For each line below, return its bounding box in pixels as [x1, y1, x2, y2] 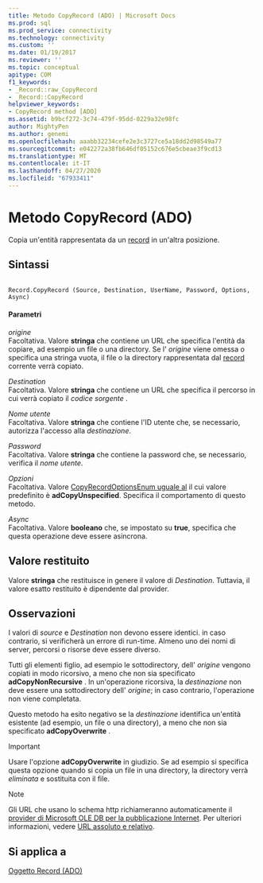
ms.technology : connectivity [8, 33, 105, 42]
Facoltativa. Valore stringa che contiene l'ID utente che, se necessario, [8, 417, 241, 426]
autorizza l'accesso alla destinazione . [8, 426, 132, 435]
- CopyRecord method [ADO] [8, 108, 98, 116]
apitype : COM [8, 71, 52, 79]
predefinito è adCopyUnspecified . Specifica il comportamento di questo [8, 490, 246, 500]
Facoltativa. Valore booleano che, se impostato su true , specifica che [8, 523, 237, 532]
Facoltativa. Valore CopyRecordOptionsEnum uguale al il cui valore [8, 482, 226, 492]
